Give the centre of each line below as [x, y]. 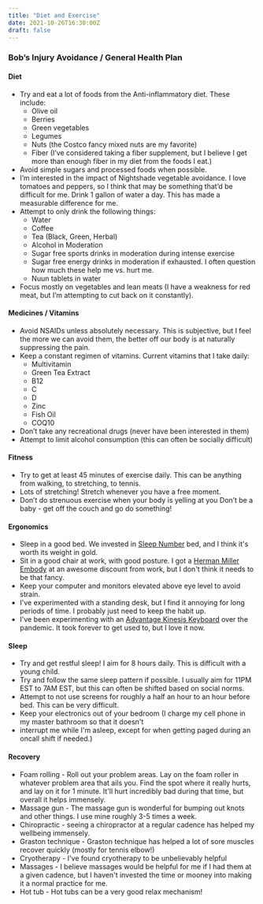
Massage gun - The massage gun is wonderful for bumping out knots [132, 808]
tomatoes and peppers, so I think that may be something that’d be [126, 186]
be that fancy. [42, 578]
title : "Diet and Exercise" [54, 15]
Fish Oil [44, 414]
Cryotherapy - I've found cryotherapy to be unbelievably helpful [123, 858]
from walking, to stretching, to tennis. [80, 483]
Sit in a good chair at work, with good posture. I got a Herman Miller [130, 561]
